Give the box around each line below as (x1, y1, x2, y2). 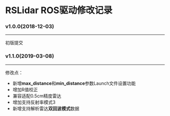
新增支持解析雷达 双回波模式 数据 (12, 105, 79, 111)
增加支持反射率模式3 (12, 99, 56, 105)
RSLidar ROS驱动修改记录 (5, 5, 113, 16)
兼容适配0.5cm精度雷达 (12, 93, 62, 99)
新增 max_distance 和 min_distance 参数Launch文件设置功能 (12, 80, 136, 86)
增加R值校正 (12, 86, 38, 92)
